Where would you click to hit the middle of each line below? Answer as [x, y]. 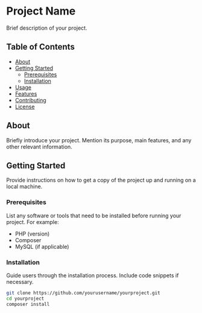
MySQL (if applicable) [42, 246]
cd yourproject [25, 298]
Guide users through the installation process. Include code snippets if [93, 275]
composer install [28, 304]
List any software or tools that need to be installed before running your [94, 216]
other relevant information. [39, 147]
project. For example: [33, 222]
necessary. [20, 282]
